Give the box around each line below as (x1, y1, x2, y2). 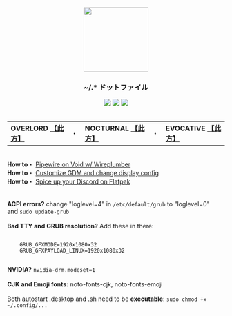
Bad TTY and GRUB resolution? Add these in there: (7, 222, 154, 230)
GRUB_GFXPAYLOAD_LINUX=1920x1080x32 (19, 248, 126, 255)
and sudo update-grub (7, 207, 70, 216)
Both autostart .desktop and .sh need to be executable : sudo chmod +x (7, 295, 207, 303)
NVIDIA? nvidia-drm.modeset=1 (7, 266, 95, 274)
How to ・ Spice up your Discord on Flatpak (7, 177, 130, 186)
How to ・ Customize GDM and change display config (7, 169, 159, 177)
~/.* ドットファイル (84, 82, 148, 92)
